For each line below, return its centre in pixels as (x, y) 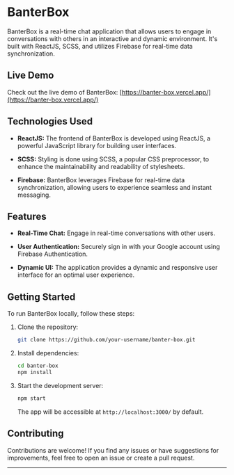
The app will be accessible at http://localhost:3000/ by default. (110, 412)
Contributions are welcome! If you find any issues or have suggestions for (113, 450)
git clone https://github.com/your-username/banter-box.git (106, 340)
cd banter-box (38, 366)
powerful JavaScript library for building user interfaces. (97, 145)
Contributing (36, 434)
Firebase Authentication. (53, 254)
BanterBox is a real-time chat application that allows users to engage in (109, 31)
